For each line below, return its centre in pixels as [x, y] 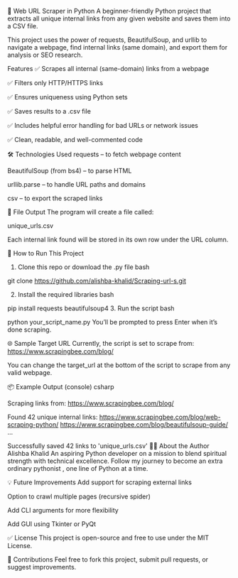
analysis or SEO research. [45, 55]
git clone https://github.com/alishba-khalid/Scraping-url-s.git [97, 281]
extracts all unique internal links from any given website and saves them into [119, 18]
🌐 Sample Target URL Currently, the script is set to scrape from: [101, 343]
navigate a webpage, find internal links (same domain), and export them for [118, 47]
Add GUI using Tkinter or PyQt [52, 524]
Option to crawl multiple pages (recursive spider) [79, 496]
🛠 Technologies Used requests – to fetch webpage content [94, 154]
